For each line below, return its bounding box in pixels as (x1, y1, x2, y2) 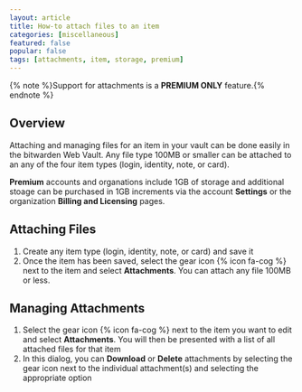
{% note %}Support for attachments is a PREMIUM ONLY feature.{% (9, 80, 265, 90)
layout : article (9, 13, 71, 23)
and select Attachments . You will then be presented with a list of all (22, 334, 276, 345)
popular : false (9, 47, 67, 56)
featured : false (9, 38, 71, 48)
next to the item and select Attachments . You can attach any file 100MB (22, 265, 291, 275)
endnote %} (9, 89, 54, 100)
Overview (9, 116, 66, 131)
